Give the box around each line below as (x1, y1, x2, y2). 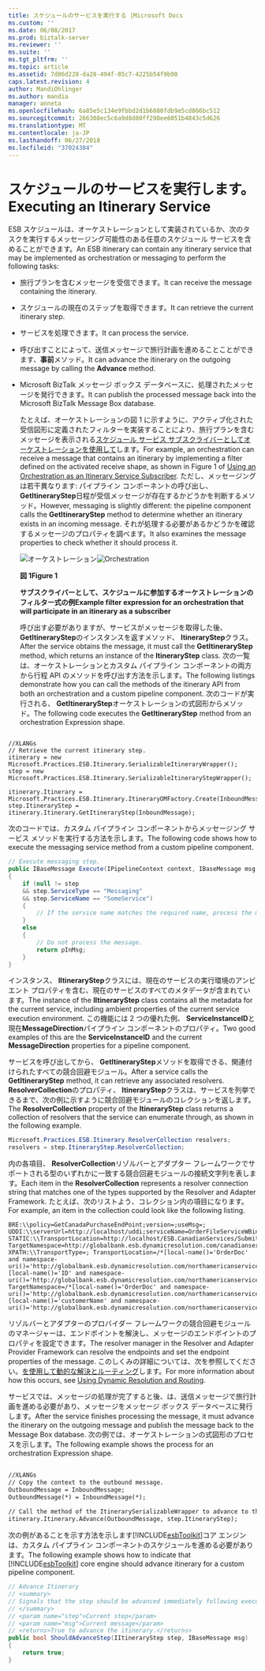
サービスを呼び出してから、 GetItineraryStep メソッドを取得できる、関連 (8, 1057, 246, 1067)
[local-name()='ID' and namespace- (8, 1269, 125, 1278)
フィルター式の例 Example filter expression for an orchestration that (19, 598, 244, 607)
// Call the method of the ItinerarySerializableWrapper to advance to (8, 1508, 248, 1516)
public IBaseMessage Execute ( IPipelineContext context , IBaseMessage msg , (8, 866, 259, 873)
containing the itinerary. (19, 287, 97, 296)
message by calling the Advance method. (19, 364, 156, 374)
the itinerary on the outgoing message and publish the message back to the (8, 1421, 254, 1430)
